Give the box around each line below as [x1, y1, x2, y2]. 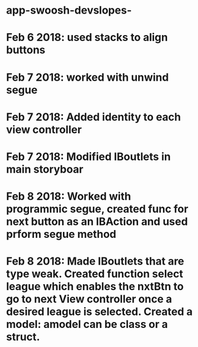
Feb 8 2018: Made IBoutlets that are [6, 254, 185, 268]
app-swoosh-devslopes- [6, 4, 132, 17]
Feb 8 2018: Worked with [6, 190, 132, 203]
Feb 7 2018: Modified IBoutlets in [6, 149, 171, 163]
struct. [6, 330, 40, 344]
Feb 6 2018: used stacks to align [6, 31, 168, 44]
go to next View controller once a [6, 292, 173, 306]
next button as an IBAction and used [6, 215, 188, 228]
